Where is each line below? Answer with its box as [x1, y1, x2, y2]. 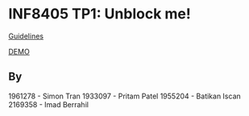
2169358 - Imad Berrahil [8, 99, 89, 109]
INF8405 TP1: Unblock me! [8, 5, 191, 23]
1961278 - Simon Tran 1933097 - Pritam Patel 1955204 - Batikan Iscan [8, 91, 242, 101]
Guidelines [8, 31, 44, 41]
